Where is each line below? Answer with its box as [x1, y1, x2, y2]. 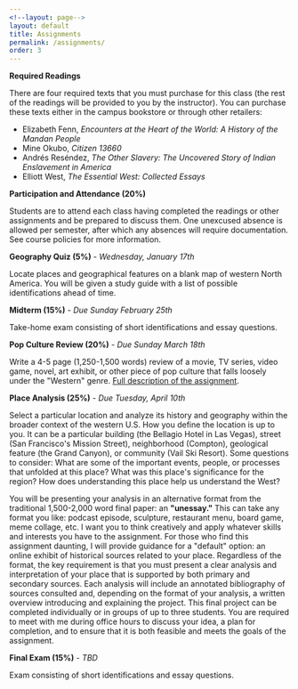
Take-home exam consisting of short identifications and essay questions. [9, 322, 278, 333]
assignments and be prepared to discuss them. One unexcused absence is [9, 215, 283, 226]
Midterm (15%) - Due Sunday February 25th [9, 304, 173, 316]
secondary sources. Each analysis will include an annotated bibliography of [9, 579, 286, 589]
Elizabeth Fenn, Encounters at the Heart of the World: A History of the [21, 124, 278, 134]
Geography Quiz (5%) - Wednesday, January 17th [9, 251, 195, 263]
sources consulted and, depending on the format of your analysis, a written [9, 588, 286, 599]
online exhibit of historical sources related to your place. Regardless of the [9, 550, 282, 561]
